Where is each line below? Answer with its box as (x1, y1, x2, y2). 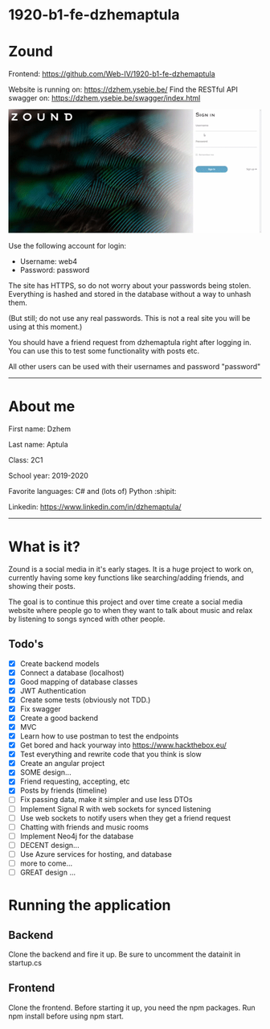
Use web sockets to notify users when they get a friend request (19, 813, 231, 822)
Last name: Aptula (8, 439, 68, 449)
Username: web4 (19, 256, 78, 266)
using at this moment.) (8, 322, 83, 331)
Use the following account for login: (8, 241, 127, 250)
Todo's (8, 637, 44, 651)
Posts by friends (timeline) (19, 786, 108, 796)
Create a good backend (19, 713, 99, 722)
